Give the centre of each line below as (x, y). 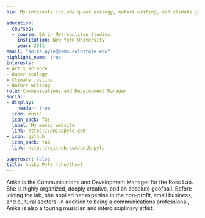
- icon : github (26, 137)
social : (16, 97)
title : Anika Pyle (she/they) (45, 165)
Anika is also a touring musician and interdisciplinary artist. (80, 208)
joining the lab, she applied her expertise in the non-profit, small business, (99, 195)
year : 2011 (31, 46)
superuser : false (28, 159)
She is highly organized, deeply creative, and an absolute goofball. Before (99, 188)
